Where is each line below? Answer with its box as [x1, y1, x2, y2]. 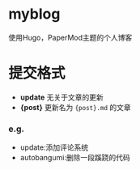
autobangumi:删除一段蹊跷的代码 [19, 153, 131, 163]
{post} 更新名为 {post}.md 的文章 [19, 102, 131, 112]
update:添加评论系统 [19, 142, 89, 152]
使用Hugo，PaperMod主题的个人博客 [8, 32, 133, 42]
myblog [8, 5, 61, 23]
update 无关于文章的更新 [19, 92, 104, 102]
